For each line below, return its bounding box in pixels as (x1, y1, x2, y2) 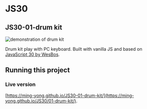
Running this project (5, 66, 70, 74)
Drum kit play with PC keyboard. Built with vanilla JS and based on (5, 46, 142, 52)
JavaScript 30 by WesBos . (5, 51, 60, 57)
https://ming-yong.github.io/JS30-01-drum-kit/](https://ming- (7, 92, 134, 98)
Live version (5, 81, 36, 88)
